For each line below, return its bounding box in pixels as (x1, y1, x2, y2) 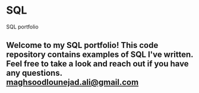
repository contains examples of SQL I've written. (6, 50, 194, 60)
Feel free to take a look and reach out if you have (6, 59, 189, 69)
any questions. (6, 68, 62, 78)
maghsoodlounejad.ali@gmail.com (6, 78, 139, 88)
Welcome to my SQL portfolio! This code (6, 40, 159, 50)
